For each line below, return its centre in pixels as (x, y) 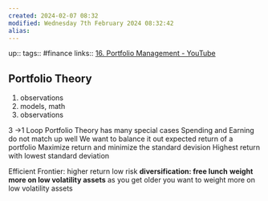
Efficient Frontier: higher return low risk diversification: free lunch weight (131, 171)
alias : (19, 30)
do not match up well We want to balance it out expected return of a (121, 139)
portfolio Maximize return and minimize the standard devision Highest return (134, 147)
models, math (43, 107)
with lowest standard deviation (59, 156)
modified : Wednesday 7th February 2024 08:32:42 (91, 23)
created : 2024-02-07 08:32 (53, 16)
